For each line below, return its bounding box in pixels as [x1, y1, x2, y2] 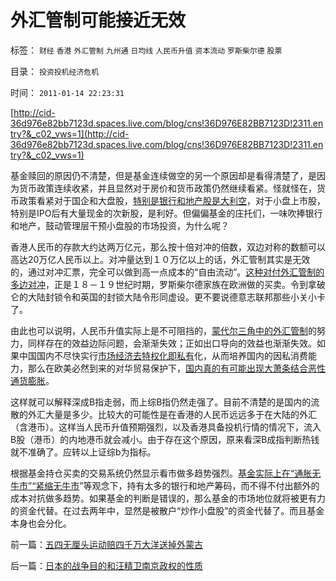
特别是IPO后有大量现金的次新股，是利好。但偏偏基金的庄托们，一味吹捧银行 [10, 207, 323, 219]
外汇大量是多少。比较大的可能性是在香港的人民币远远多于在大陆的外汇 [27, 408, 317, 420]
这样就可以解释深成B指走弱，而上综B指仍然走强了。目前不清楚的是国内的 [10, 396, 312, 408]
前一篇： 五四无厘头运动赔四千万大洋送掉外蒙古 [10, 538, 203, 550]
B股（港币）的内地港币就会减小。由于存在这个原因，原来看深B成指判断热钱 [10, 433, 320, 445]
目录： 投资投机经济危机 [10, 65, 100, 77]
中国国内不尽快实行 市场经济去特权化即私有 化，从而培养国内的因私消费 [18, 349, 308, 361]
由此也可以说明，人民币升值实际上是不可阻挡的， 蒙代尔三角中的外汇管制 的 [10, 324, 317, 336]
